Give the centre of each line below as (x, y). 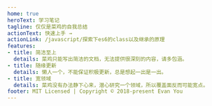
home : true (23, 14)
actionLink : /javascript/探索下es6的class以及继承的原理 (86, 40)
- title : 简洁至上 (32, 53)
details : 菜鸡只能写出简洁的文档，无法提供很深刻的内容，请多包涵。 (100, 59)
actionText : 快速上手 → (40, 33)
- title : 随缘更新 (32, 66)
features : (22, 46)
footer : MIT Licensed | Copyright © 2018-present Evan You (95, 91)
